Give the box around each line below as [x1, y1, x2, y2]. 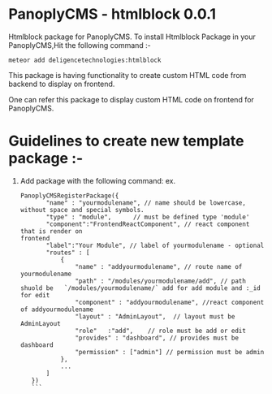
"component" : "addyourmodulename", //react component [75, 298, 265, 306]
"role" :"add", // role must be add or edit [75, 327, 246, 335]
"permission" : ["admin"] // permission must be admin [75, 348, 265, 356]
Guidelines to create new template [8, 132, 244, 150]
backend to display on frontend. [8, 79, 115, 89]
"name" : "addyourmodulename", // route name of [75, 262, 243, 271]
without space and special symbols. [19, 206, 145, 214]
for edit [19, 291, 50, 299]
